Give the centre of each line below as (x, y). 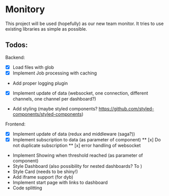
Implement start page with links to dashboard (60, 183)
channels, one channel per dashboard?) (54, 99)
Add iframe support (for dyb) (43, 177)
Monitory (25, 9)
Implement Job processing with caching (55, 73)
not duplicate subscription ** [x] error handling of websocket (77, 145)
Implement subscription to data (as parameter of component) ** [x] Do (87, 140)
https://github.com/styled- (126, 109)
